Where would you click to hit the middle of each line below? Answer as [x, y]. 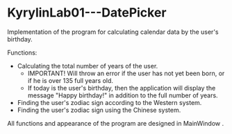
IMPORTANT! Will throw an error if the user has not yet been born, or [126, 73]
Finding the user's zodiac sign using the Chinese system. [99, 110]
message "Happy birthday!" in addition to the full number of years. [123, 95]
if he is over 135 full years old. [70, 80]
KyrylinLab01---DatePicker [87, 13]
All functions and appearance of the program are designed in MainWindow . [116, 123]
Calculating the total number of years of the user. [88, 66]
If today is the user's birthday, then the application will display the [122, 88]
